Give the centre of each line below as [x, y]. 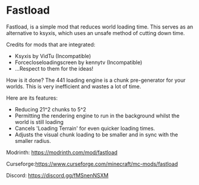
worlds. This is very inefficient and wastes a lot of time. [74, 86]
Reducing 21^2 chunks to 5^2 [50, 109]
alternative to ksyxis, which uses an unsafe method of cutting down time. [96, 33]
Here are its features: [32, 98]
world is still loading [39, 122]
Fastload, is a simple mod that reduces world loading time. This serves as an [100, 27]
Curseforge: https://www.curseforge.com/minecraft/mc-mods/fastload [92, 164]
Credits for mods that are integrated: [51, 44]
